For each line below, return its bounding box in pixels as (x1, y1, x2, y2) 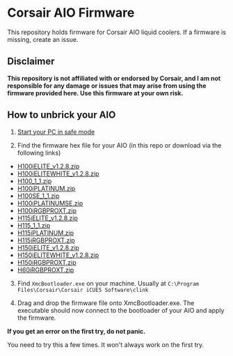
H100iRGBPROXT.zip (17, 206, 77, 215)
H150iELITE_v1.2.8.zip (17, 243, 80, 251)
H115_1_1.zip (17, 221, 51, 229)
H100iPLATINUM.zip (17, 184, 76, 192)
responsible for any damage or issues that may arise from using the (7, 82, 207, 90)
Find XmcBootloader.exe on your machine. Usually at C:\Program (17, 279, 200, 287)
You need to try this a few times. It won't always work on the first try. (7, 340, 204, 349)
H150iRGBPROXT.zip (17, 258, 77, 266)
